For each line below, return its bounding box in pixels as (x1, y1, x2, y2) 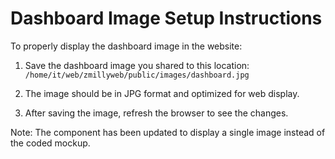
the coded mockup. (10, 137, 91, 149)
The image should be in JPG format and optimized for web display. (24, 87, 300, 99)
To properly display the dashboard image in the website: (10, 40, 243, 52)
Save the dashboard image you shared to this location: (24, 59, 250, 71)
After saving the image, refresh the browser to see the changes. (24, 107, 289, 119)
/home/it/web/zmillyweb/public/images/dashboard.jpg (24, 70, 250, 80)
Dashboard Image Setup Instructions (10, 7, 323, 30)
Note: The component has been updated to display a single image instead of (10, 126, 326, 138)
